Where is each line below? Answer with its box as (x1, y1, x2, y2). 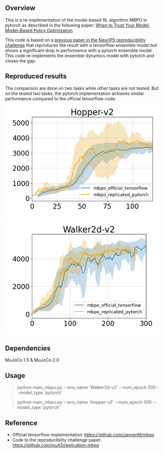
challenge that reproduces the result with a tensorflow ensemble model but (5, 42, 157, 48)
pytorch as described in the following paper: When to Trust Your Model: (5, 22, 150, 28)
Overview (5, 4, 36, 12)
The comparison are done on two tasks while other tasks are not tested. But (5, 85, 159, 91)
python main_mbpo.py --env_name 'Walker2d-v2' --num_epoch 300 (17, 385, 156, 391)
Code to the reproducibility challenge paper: (12, 437, 102, 443)
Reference (5, 419, 38, 427)
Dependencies (5, 344, 51, 353)
